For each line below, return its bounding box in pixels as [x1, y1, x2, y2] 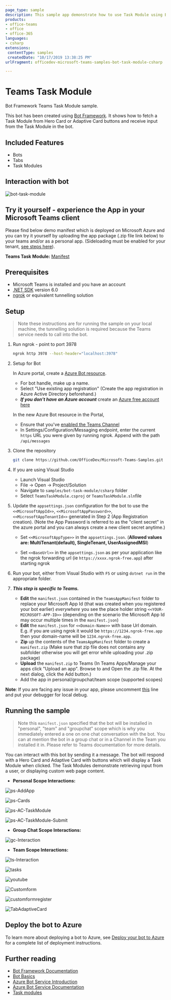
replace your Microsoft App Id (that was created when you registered [20, 601, 165, 607]
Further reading [5, 955, 56, 963]
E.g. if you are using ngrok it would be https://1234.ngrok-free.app [20, 628, 163, 634]
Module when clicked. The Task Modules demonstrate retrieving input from [5, 762, 163, 768]
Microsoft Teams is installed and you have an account [12, 281, 126, 288]
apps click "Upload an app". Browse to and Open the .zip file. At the [20, 666, 162, 671]
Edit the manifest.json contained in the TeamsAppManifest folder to [20, 596, 159, 601]
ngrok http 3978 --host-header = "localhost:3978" [12, 351, 118, 357]
